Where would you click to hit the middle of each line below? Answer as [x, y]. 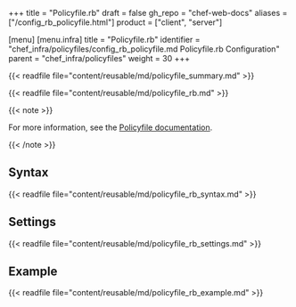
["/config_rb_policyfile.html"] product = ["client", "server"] [115, 22]
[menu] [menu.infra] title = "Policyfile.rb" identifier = [104, 40]
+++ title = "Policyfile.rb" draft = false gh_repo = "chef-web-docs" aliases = [148, 13]
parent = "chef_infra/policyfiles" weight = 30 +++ [99, 58]
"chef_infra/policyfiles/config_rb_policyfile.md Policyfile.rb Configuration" [144, 49]
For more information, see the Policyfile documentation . [111, 127]
